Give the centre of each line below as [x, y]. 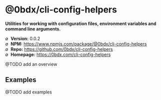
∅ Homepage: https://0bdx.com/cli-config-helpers [58, 54]
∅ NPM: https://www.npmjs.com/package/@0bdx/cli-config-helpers [76, 43]
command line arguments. [33, 28]
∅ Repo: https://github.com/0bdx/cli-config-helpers [59, 49]
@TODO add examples [29, 92]
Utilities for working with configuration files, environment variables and [81, 23]
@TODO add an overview [31, 64]
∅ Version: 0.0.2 [23, 38]
